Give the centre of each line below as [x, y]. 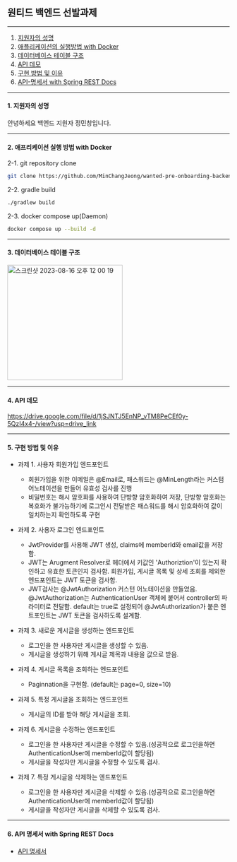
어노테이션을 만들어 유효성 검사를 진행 [80, 488]
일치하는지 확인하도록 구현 [64, 515]
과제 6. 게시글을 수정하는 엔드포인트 [66, 729]
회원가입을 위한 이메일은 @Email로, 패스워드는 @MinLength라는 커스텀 [126, 480]
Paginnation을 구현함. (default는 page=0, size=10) [99, 685]
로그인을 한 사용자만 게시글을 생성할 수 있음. [88, 646]
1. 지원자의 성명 [28, 106]
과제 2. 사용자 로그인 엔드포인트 [61, 530]
